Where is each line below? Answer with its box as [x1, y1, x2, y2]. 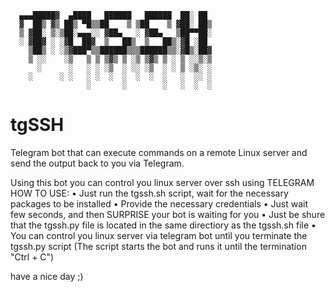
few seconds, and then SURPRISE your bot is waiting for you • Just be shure [10, 208, 326, 220]
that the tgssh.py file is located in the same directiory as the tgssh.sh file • [10, 219, 317, 231]
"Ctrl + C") [10, 251, 55, 263]
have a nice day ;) [10, 270, 84, 282]
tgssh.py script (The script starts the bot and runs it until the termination [10, 240, 307, 252]
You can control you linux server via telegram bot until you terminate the [10, 229, 308, 241]
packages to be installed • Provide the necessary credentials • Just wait [10, 197, 309, 210]
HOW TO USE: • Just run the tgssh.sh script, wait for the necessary [10, 187, 289, 199]
